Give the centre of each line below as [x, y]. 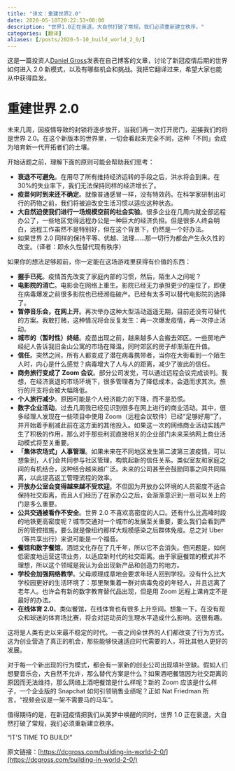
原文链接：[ [24, 752]
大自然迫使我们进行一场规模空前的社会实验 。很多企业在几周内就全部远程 [121, 212]
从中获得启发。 [29, 78]
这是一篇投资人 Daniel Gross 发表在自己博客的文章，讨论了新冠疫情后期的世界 [117, 61]
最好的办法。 [36, 600]
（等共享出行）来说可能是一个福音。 [70, 539]
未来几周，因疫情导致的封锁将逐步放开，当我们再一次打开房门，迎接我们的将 [117, 129]
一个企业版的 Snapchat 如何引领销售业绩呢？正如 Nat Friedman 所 [114, 691]
